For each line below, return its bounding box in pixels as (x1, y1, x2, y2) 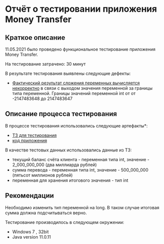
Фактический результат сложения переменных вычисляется (12, 80, 140, 86)
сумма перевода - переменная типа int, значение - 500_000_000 (12, 167, 148, 172)
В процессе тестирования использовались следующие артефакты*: (5, 122, 148, 128)
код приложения (12, 137, 47, 143)
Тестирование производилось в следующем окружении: (5, 219, 124, 225)
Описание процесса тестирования (5, 110, 117, 118)
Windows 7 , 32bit (12, 229, 49, 235)
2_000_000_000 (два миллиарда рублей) (12, 162, 97, 168)
